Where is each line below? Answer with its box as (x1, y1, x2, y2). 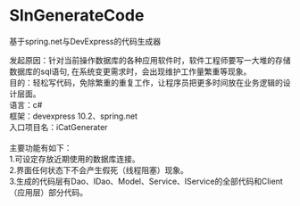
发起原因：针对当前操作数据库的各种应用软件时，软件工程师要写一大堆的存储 (9, 54, 291, 65)
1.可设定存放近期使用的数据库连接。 (9, 153, 140, 164)
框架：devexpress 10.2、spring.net (9, 111, 138, 121)
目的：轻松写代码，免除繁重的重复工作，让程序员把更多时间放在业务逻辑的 (9, 77, 283, 87)
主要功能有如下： (9, 142, 72, 152)
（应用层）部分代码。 (9, 186, 87, 197)
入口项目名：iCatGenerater (9, 121, 109, 132)
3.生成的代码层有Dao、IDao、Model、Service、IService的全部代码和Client (9, 176, 283, 186)
